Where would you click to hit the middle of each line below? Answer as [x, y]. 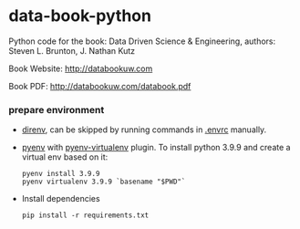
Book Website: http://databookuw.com [81, 68]
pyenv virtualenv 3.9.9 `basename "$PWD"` [103, 182]
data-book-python [80, 16]
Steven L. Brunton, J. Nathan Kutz [72, 50]
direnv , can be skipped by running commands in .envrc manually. [144, 130]
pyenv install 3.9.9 [61, 174]
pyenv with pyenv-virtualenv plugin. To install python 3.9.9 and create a [156, 148]
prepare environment [57, 109]
